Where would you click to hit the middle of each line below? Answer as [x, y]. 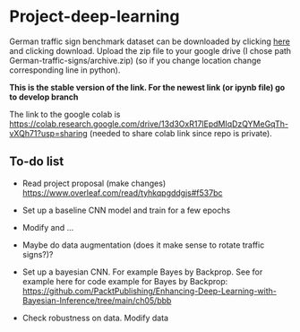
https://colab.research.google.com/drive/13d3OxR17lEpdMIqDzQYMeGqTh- [149, 124]
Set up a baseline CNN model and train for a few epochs [126, 210]
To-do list [37, 162]
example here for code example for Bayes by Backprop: [125, 281]
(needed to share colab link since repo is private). [181, 133]
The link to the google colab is [65, 114]
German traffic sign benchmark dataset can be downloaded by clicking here [150, 41]
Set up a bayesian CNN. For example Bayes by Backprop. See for [142, 272]
